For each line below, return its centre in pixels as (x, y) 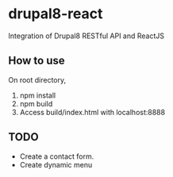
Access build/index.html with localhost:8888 (92, 112)
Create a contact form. (57, 156)
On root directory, (37, 79)
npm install (38, 95)
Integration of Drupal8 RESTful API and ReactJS (86, 36)
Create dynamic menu (56, 164)
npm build (36, 103)
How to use (37, 61)
